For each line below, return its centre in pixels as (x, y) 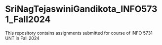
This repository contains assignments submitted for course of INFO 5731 (79, 33)
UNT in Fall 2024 (22, 38)
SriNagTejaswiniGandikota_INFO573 (81, 9)
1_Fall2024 (28, 19)
